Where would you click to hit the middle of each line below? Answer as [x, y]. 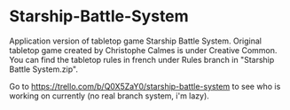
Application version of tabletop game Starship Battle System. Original [135, 41]
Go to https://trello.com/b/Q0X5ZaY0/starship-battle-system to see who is [145, 86]
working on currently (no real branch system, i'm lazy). [110, 96]
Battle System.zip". [43, 69]
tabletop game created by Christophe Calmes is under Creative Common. [143, 50]
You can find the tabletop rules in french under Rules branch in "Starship [142, 59]
